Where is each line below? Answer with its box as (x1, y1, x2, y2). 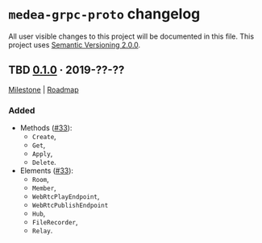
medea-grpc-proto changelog (8, 5, 201, 23)
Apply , (31, 149, 53, 159)
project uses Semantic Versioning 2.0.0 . (8, 39, 141, 49)
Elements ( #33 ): (19, 166, 74, 175)
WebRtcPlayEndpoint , (31, 192, 100, 201)
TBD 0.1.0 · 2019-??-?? (8, 64, 125, 77)
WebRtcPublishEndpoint (31, 202, 109, 210)
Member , (31, 183, 56, 193)
